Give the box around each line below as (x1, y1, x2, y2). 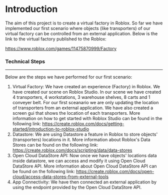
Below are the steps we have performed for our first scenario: (5, 74, 132, 80)
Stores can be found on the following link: (12, 142, 98, 148)
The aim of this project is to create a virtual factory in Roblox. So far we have (5, 20, 163, 26)
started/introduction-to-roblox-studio (12, 126, 89, 132)
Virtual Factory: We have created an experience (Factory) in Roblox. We (12, 84, 160, 90)
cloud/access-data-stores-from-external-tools (12, 174, 109, 180)
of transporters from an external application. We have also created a (12, 105, 153, 111)
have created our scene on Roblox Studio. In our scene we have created (12, 89, 161, 95)
